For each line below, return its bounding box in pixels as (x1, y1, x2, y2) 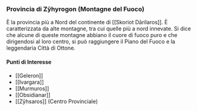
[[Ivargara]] (15, 78, 44, 86)
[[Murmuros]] (15, 84, 50, 92)
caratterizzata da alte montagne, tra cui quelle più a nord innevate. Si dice (6, 25, 192, 32)
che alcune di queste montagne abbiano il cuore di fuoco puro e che (6, 32, 178, 39)
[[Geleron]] (15, 72, 44, 79)
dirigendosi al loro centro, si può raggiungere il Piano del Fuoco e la (6, 38, 175, 45)
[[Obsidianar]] (15, 91, 50, 98)
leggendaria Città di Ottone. (6, 44, 76, 52)
